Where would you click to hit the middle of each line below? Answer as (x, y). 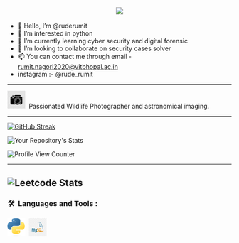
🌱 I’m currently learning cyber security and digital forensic (103, 41)
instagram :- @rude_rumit (55, 74)
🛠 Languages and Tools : (53, 204)
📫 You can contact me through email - (74, 56)
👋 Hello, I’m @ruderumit (52, 26)
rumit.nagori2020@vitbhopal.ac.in (68, 66)
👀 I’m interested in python (55, 33)
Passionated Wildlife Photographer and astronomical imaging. (119, 106)
